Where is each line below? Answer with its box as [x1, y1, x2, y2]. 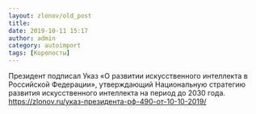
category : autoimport [8, 42, 82, 50]
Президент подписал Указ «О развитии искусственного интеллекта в [8, 71, 248, 80]
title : [8, 19, 31, 27]
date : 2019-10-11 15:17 [8, 26, 89, 35]
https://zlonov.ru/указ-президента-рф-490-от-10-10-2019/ [8, 97, 207, 106]
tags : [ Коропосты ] [8, 49, 70, 57]
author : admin [8, 34, 57, 43]
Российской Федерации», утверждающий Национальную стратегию [8, 79, 246, 89]
